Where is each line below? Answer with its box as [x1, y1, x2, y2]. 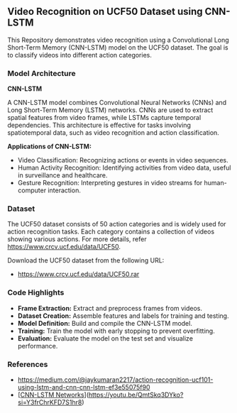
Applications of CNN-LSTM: [7, 142, 92, 151]
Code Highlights [7, 287, 65, 297]
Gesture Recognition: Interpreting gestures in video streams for [17, 179, 203, 187]
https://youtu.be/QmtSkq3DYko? [88, 390, 184, 399]
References [7, 359, 48, 369]
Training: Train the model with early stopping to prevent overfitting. [17, 326, 215, 335]
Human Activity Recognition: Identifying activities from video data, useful [17, 163, 231, 172]
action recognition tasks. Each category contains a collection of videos [7, 227, 215, 236]
